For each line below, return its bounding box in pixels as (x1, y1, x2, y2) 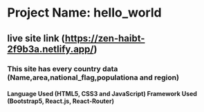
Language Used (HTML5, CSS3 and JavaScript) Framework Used (7, 90, 197, 98)
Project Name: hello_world (7, 5, 162, 21)
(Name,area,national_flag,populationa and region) (7, 73, 180, 82)
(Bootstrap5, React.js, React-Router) (7, 97, 114, 105)
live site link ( (7, 32, 66, 44)
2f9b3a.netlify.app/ (7, 43, 94, 55)
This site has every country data (7, 64, 118, 73)
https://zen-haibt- (64, 32, 145, 44)
